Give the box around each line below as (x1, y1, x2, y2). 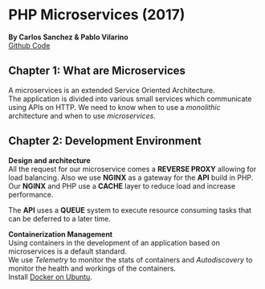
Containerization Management (8, 229, 113, 238)
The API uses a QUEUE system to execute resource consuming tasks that (8, 205, 251, 214)
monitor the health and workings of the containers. (8, 263, 177, 273)
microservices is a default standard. (8, 246, 127, 256)
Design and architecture (8, 155, 91, 165)
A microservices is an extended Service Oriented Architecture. (8, 85, 215, 95)
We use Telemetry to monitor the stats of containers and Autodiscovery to (8, 254, 253, 264)
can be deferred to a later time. (8, 214, 111, 223)
